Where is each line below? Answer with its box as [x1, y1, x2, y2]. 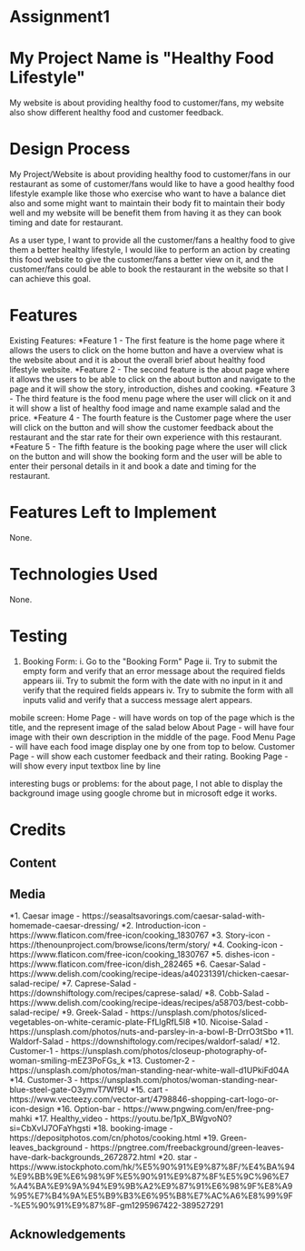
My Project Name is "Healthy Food [9, 48, 274, 69]
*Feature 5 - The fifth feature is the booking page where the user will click [9, 442, 288, 452]
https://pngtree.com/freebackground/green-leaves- [90, 1142, 284, 1153]
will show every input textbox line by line [9, 760, 162, 771]
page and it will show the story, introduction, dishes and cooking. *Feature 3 [9, 383, 296, 394]
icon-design [9, 1104, 54, 1115]
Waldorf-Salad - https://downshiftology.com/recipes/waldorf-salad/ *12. [9, 1036, 280, 1047]
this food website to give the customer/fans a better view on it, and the [9, 254, 274, 265]
